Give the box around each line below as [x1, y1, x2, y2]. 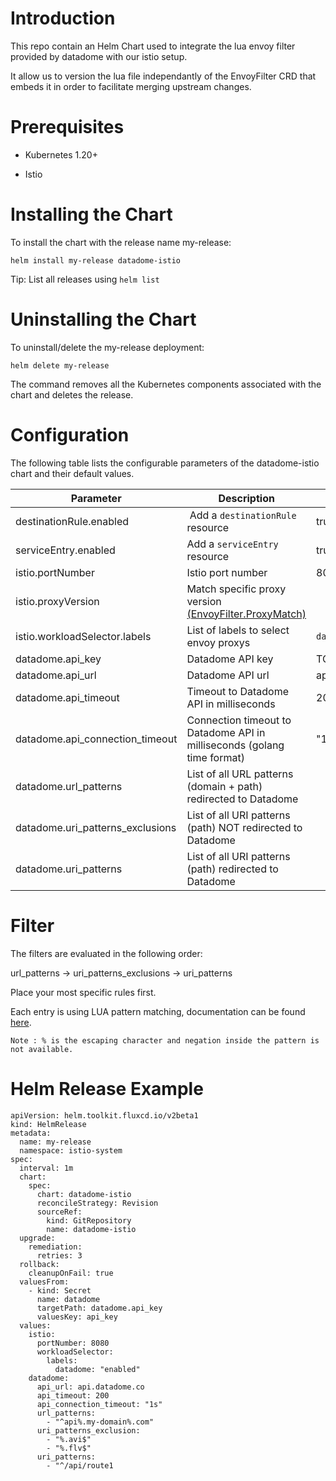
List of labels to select [186, 623, 290, 637]
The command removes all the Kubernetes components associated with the [10, 378, 322, 390]
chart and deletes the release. [10, 388, 134, 401]
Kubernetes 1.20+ [24, 148, 98, 161]
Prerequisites [10, 116, 125, 139]
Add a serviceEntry [186, 537, 279, 551]
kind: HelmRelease [10, 1119, 87, 1129]
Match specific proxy [186, 582, 287, 596]
